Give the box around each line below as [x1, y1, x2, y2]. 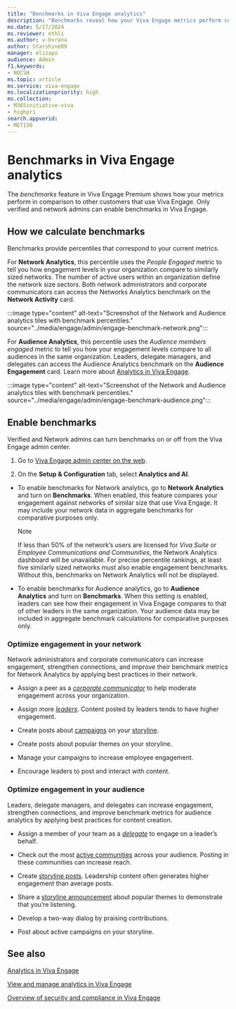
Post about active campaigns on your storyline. [17, 927, 155, 936]
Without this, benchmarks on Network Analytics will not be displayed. [17, 571, 219, 579]
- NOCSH [7, 69, 30, 76]
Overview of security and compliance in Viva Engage [7, 994, 161, 1002]
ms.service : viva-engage [7, 82, 80, 89]
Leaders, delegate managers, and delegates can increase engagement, [7, 801, 214, 809]
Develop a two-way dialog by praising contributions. [17, 913, 169, 922]
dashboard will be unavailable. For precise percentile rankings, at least [17, 556, 222, 564]
